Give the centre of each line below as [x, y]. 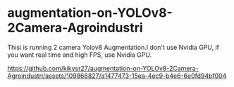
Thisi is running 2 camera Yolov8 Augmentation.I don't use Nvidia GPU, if [113, 47]
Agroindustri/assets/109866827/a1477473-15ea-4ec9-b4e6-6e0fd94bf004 [117, 76]
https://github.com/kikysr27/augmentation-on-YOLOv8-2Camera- [103, 68]
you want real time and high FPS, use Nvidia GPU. [80, 55]
